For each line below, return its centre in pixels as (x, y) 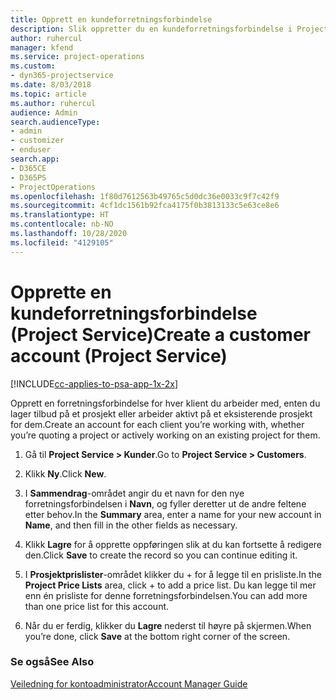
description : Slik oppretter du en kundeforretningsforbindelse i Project (169, 29)
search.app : (35, 159)
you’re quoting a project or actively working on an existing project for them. (165, 435)
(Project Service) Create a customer (161, 334)
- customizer (37, 141)
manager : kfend (42, 47)
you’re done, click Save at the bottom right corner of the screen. (157, 636)
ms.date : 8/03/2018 (51, 85)
